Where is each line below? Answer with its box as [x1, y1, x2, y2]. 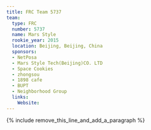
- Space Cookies [12, 65, 53, 72]
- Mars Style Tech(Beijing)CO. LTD [12, 60, 103, 66]
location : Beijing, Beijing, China [12, 43, 103, 49]
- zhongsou [12, 71, 40, 78]
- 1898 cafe [12, 77, 43, 83]
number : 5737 [12, 26, 45, 32]
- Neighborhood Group [12, 88, 68, 95]
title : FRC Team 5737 [6, 9, 62, 15]
